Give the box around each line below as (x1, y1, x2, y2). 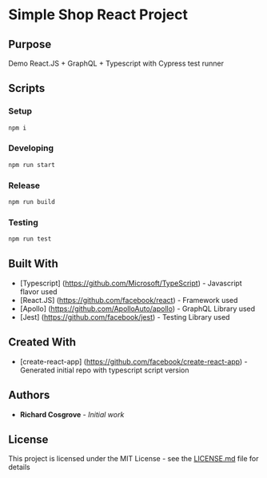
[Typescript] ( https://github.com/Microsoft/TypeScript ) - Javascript (19, 278, 242, 288)
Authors (8, 388, 50, 402)
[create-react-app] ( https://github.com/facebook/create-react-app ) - (19, 357, 248, 366)
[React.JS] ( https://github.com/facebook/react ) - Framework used (19, 295, 238, 305)
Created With (8, 336, 76, 349)
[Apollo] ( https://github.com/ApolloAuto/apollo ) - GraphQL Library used (19, 304, 256, 313)
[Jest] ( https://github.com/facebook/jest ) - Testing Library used (19, 312, 230, 321)
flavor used (19, 286, 58, 297)
